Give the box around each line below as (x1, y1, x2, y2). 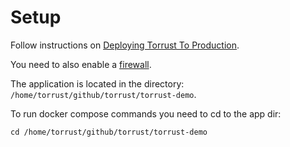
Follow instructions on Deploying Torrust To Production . (10, 39, 240, 51)
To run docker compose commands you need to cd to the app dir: (10, 107, 282, 120)
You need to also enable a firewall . (10, 58, 152, 70)
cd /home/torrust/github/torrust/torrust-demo (10, 127, 208, 137)
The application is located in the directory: (10, 77, 185, 90)
